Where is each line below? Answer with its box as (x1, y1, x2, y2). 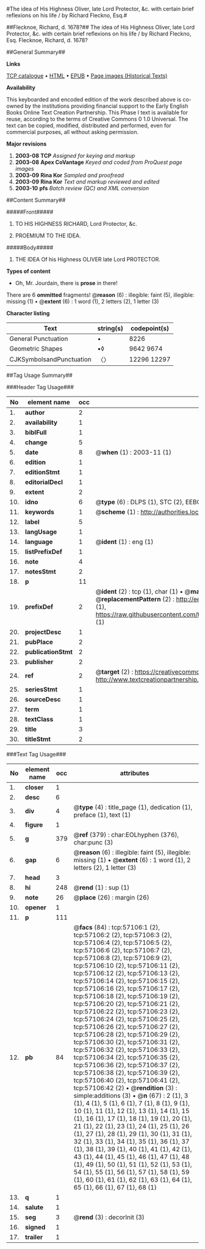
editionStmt (25, 468, 60, 476)
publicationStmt (25, 648, 73, 656)
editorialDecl (25, 478, 63, 486)
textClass (25, 715, 54, 723)
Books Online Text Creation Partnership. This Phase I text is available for (6, 109, 188, 116)
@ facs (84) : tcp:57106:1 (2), (73, 923, 160, 931)
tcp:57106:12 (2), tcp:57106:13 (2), (73, 969, 180, 977)
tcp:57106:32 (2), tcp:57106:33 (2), (73, 1046, 180, 1054)
